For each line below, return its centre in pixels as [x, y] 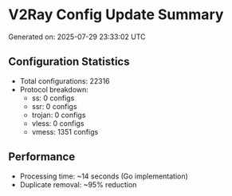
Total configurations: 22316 [65, 80]
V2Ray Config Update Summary [116, 15]
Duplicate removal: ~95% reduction [78, 184]
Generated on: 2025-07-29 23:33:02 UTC [77, 37]
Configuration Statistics [69, 62]
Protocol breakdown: [54, 89]
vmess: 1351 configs [65, 131]
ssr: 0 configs [54, 106]
